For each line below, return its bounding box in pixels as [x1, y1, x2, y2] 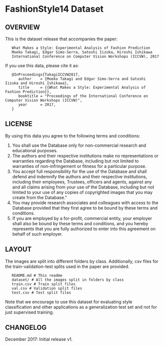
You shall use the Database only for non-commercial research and [12, 142, 146, 148]
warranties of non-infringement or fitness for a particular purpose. [12, 163, 146, 169]
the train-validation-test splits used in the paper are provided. [5, 264, 130, 269]
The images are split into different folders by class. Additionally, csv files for [5, 258, 159, 264]
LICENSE [5, 120, 33, 128]
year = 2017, [18, 102, 56, 107]
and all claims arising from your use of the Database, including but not [12, 184, 155, 190]
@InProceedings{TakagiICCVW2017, [11, 72, 80, 77]
